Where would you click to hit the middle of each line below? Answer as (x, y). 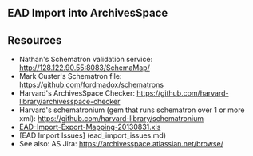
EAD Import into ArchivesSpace (88, 13)
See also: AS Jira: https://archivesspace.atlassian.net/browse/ (121, 144)
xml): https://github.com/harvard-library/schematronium (111, 119)
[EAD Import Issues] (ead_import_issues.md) (93, 135)
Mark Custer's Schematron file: (70, 76)
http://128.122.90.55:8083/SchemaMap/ (85, 68)
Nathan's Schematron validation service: (86, 60)
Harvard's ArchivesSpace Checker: (77, 93)
